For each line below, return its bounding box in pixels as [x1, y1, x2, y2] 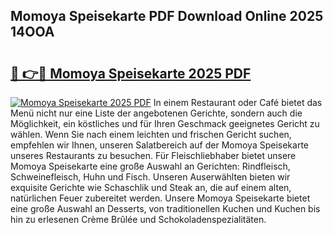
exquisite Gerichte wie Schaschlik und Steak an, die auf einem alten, [10, 182, 292, 193]
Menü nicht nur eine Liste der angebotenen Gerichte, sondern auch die [10, 107, 303, 119]
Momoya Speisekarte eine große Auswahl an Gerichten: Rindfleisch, [10, 160, 291, 172]
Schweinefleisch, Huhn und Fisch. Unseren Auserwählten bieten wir [10, 171, 291, 183]
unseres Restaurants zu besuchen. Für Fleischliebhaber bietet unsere [10, 150, 297, 161]
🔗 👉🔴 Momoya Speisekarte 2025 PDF [10, 65, 252, 82]
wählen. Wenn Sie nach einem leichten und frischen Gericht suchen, [10, 129, 292, 140]
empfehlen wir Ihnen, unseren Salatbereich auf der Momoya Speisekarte [10, 139, 309, 151]
